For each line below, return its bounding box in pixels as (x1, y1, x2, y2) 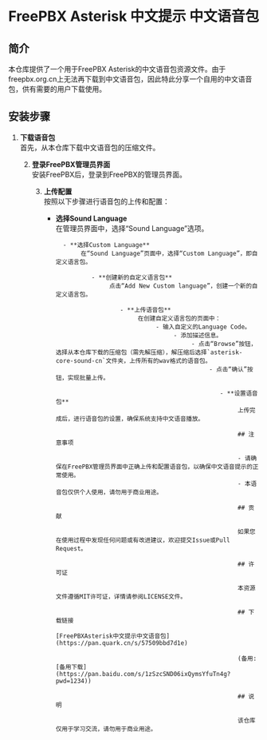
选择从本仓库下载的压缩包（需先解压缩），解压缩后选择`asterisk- (55, 348, 243, 356)
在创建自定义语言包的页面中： (137, 314, 222, 322)
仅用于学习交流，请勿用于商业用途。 (55, 725, 157, 733)
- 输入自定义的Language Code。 (155, 323, 251, 331)
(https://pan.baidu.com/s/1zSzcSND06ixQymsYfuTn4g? (55, 670, 231, 678)
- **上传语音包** (120, 305, 171, 314)
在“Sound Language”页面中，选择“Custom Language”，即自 (80, 249, 258, 257)
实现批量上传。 (67, 373, 110, 382)
